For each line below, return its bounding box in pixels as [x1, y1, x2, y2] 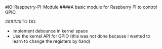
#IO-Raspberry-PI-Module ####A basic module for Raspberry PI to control [5, 4, 158, 10]
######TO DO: [5, 19, 37, 24]
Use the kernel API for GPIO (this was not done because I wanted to [12, 33, 151, 39]
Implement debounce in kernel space [12, 28, 88, 33]
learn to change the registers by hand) [12, 38, 90, 44]
